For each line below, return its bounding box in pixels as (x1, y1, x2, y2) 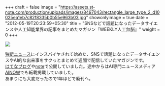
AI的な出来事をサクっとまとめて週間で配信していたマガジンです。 (13, 57, 147, 63)
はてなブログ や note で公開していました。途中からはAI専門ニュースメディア (5, 64, 156, 69)
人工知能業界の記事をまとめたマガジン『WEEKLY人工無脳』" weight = (18, 26, 160, 32)
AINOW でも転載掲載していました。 (5, 69, 76, 75)
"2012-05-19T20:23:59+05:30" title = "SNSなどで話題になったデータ (5, 21, 145, 26)
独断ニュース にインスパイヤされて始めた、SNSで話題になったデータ (5, 51, 143, 57)
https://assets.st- (60, 4, 95, 10)
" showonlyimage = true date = (86, 15, 149, 20)
